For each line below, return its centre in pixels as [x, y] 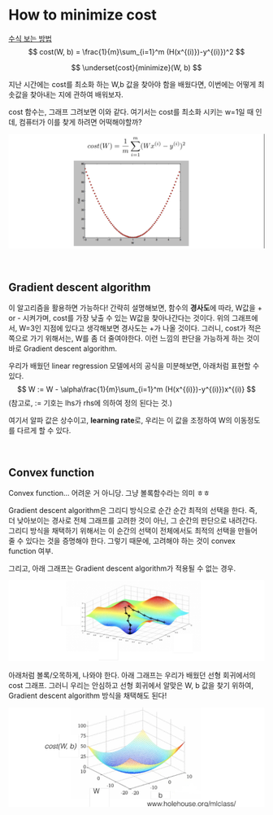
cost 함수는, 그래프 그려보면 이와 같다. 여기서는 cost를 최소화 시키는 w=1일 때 [131, 112]
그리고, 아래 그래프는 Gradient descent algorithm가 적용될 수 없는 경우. [122, 568]
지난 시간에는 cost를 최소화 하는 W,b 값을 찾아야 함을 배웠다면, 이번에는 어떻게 [132, 84]
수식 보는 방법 [30, 38]
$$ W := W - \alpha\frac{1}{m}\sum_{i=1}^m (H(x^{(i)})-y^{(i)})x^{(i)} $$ [136, 389]
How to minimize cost [82, 15]
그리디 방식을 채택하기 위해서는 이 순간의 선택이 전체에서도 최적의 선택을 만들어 [133, 530]
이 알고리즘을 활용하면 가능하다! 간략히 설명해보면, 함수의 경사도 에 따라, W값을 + [135, 308]
